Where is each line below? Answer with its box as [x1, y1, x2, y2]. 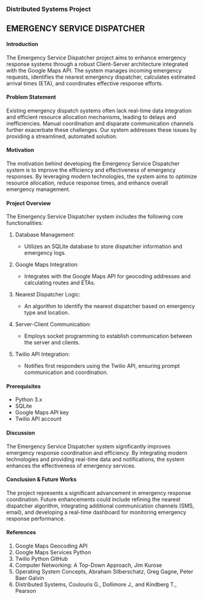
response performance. [6, 515, 65, 522]
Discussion [6, 429, 35, 436]
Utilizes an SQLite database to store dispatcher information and [24, 243, 183, 250]
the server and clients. [24, 339, 81, 346]
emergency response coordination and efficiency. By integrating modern [6, 449, 188, 456]
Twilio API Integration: [15, 350, 70, 358]
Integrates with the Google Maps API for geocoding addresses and [24, 273, 191, 280]
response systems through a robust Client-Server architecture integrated [6, 60, 188, 68]
